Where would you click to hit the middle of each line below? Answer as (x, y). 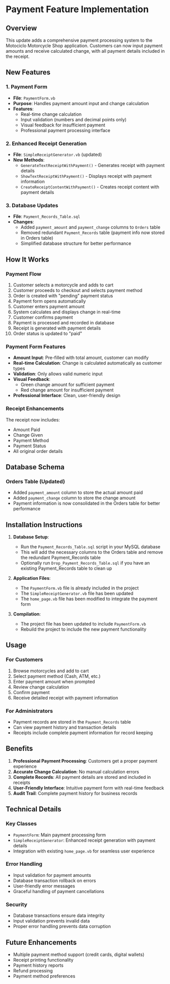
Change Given (28, 435)
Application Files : (32, 578)
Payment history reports (38, 965)
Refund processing (33, 970)
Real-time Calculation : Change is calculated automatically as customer (88, 363)
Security (16, 904)
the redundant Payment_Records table (60, 557)
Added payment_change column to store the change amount (74, 498)
